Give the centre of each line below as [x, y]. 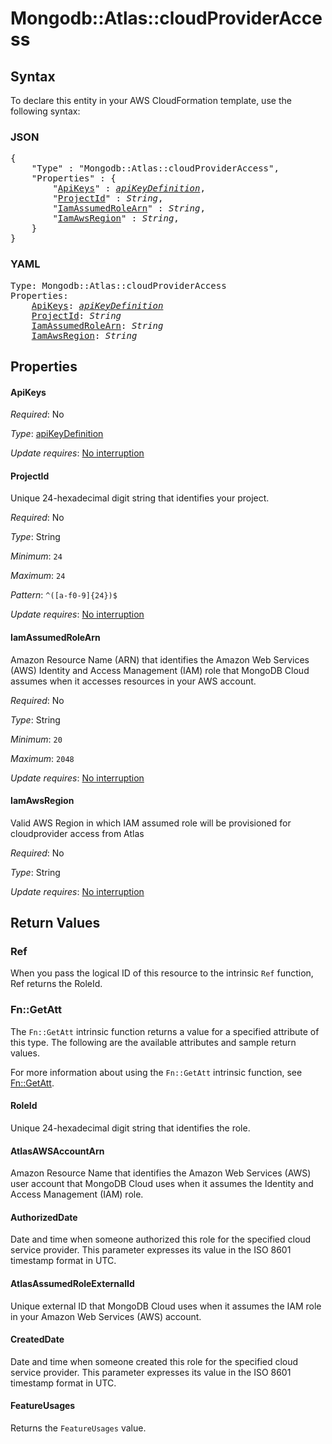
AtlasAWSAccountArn [57, 1151]
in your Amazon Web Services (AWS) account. [106, 1316]
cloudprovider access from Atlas [77, 833]
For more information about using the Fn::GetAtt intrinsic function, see [156, 1072]
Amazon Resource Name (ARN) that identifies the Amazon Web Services [160, 659]
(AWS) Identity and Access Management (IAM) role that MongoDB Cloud [160, 670]
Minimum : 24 [36, 556]
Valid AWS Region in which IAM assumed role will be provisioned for [151, 823]
